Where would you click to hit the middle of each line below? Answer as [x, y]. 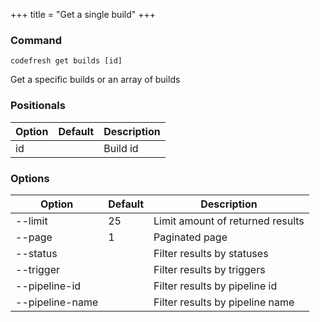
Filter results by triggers [209, 269]
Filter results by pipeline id [215, 286]
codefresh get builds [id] [66, 61]
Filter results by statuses [211, 253]
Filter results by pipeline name [224, 302]
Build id [121, 148]
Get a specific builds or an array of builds [95, 80]
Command [36, 40]
